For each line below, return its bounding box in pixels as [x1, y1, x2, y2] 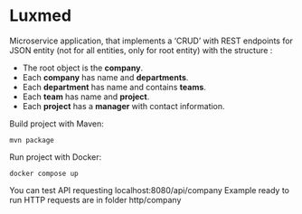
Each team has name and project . [22, 91, 150, 102]
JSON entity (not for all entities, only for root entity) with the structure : [9, 44, 273, 55]
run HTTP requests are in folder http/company [9, 194, 182, 205]
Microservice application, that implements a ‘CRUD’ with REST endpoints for [9, 35, 294, 46]
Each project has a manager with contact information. [22, 100, 225, 111]
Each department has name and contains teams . [22, 81, 206, 92]
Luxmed [9, 5, 72, 26]
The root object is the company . [22, 62, 143, 73]
